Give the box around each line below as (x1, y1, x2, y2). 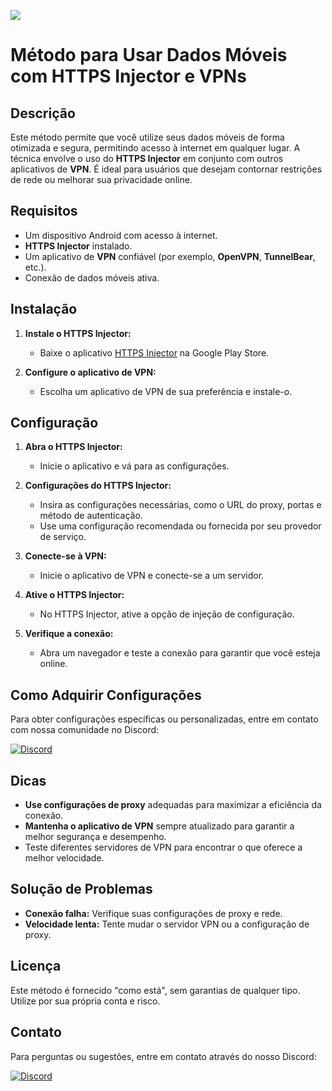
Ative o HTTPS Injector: (24, 589, 125, 601)
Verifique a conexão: (24, 628, 114, 640)
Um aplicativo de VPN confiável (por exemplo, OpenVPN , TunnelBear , (24, 250, 316, 262)
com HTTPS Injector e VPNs (10, 65, 247, 88)
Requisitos (10, 203, 78, 220)
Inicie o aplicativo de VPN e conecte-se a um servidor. (39, 570, 265, 582)
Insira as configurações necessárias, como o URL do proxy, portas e (39, 499, 322, 511)
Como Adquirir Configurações (10, 686, 202, 704)
